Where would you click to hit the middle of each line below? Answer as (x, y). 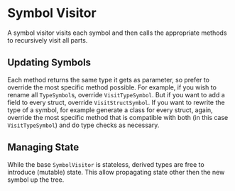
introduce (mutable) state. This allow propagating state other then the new (116, 172)
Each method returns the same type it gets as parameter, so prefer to (108, 80)
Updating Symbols (49, 63)
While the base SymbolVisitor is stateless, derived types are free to (106, 164)
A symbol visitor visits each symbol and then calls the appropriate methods (117, 33)
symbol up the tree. (36, 180)
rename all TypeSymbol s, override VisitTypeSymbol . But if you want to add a (116, 94)
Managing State (43, 147)
